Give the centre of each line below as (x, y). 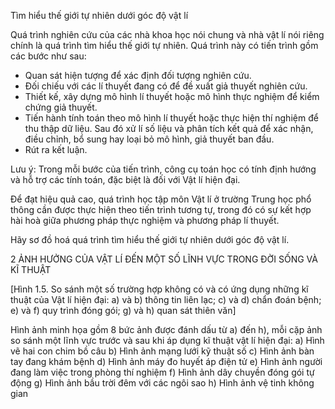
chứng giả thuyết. (61, 107)
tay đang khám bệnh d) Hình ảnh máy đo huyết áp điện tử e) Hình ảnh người (166, 361)
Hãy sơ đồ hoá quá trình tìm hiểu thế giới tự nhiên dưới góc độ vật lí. (150, 239)
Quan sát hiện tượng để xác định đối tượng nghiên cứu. (138, 75)
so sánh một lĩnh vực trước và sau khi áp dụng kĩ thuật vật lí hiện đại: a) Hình (167, 340)
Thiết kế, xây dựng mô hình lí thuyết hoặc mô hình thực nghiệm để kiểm (172, 96)
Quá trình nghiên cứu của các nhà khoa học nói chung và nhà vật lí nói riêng (167, 34)
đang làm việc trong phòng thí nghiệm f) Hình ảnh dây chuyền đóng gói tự (162, 372)
